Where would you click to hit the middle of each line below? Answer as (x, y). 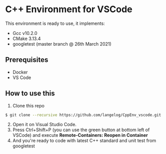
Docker (20, 72)
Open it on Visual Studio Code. (44, 125)
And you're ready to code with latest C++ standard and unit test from (84, 141)
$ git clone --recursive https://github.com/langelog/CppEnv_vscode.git (83, 115)
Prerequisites (27, 60)
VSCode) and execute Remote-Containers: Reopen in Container (80, 135)
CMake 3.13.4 (27, 38)
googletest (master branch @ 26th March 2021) (62, 44)
